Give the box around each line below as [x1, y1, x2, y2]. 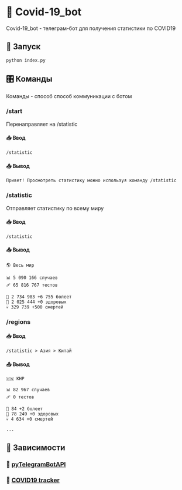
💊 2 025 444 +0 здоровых [6, 299, 67, 305]
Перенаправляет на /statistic [6, 120, 78, 127]
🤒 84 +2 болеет [6, 406, 43, 412]
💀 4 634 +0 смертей [6, 417, 53, 422]
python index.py [6, 57, 46, 63]
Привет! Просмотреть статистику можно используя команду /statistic [6, 177, 177, 184]
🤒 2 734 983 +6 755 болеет [6, 294, 72, 300]
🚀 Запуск [6, 42, 41, 52]
